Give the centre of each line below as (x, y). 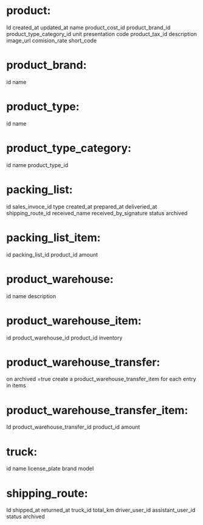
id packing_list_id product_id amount (52, 254)
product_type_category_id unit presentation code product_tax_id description (102, 34)
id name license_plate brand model (50, 469)
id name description (31, 296)
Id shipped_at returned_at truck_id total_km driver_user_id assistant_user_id (101, 510)
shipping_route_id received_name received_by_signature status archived (97, 213)
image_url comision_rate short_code (52, 40)
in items (16, 385)
